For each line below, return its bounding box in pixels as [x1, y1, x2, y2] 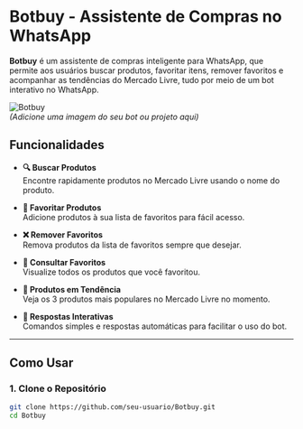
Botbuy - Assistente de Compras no [9, 6, 282, 27]
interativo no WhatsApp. [9, 84, 99, 95]
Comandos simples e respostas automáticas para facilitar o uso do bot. [22, 321, 288, 331]
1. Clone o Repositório [9, 382, 106, 395]
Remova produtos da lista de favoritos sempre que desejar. [22, 239, 242, 250]
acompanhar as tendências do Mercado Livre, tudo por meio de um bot [9, 74, 275, 85]
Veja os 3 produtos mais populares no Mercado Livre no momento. [22, 294, 271, 304]
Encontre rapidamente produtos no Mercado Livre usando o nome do [22, 174, 280, 186]
